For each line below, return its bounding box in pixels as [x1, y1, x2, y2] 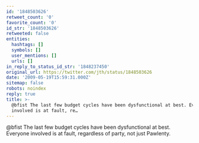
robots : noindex [6, 86, 46, 92]
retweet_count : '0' [6, 14, 54, 20]
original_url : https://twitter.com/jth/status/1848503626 [6, 69, 152, 75]
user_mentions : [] [11, 53, 57, 58]
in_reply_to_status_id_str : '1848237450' [6, 63, 110, 70]
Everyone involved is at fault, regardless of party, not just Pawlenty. [6, 130, 171, 137]
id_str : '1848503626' [6, 25, 60, 31]
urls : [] [11, 58, 33, 64]
